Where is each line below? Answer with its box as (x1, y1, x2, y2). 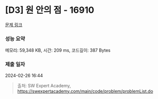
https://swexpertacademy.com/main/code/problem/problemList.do (17, 88, 154, 94)
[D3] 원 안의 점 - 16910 (5, 4, 95, 16)
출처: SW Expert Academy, (17, 82, 71, 89)
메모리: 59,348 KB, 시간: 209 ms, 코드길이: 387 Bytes (5, 47, 111, 53)
